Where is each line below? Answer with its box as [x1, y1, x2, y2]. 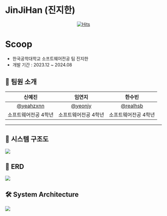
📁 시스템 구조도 [5, 135, 49, 144]
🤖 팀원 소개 [5, 78, 37, 86]
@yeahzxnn [16, 102, 45, 109]
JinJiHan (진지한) [5, 4, 76, 16]
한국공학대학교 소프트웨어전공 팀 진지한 [12, 55, 88, 61]
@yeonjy [71, 102, 92, 109]
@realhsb [121, 102, 143, 109]
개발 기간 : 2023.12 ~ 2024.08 [12, 61, 73, 67]
